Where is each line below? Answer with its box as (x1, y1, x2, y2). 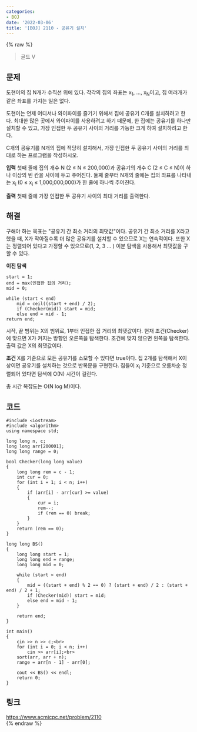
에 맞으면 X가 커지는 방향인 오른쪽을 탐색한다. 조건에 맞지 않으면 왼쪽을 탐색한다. (6, 335, 190, 342)
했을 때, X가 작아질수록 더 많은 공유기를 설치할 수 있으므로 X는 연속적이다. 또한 (6, 235, 185, 242)
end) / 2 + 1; (6, 587, 41, 594)
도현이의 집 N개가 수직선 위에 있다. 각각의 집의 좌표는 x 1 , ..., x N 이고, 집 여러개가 (6, 89, 188, 97)
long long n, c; (6, 439, 46, 444)
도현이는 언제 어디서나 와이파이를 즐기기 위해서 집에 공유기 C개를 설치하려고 (6, 109, 179, 116)
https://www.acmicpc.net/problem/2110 (6, 713, 102, 720)
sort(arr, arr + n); (16, 654, 67, 660)
